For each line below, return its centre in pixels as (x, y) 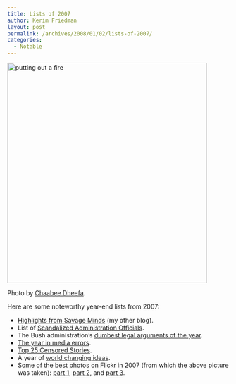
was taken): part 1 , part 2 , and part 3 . (71, 373)
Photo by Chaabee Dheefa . (46, 293)
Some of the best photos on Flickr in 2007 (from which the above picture (123, 365)
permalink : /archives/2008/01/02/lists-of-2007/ (80, 33)
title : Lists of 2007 (39, 14)
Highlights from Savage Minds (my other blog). (85, 320)
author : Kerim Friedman (42, 20)
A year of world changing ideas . (64, 358)
